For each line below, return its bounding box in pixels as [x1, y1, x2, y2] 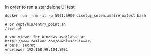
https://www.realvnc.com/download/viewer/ [5, 39, 92, 43]
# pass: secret [5, 43, 36, 48]
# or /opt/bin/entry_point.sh [5, 22, 66, 27]
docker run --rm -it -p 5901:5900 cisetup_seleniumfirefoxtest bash [5, 14, 146, 18]
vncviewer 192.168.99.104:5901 [5, 47, 68, 52]
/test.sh [5, 26, 23, 31]
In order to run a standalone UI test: [5, 4, 76, 10]
